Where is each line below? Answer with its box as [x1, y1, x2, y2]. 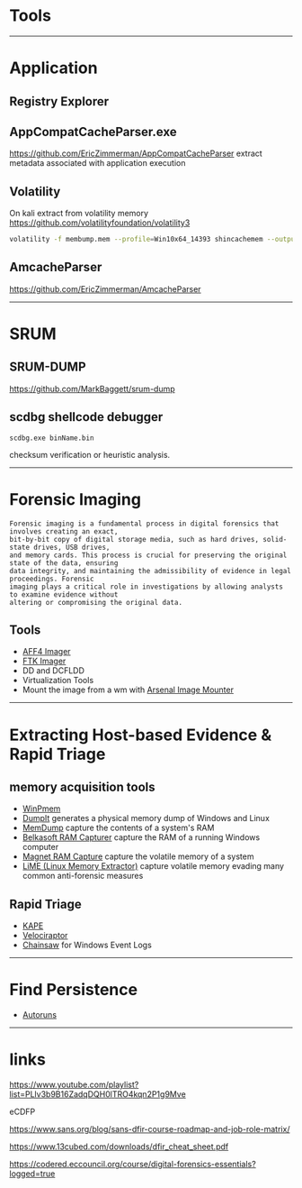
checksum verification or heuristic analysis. [9, 449, 171, 460]
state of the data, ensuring [9, 558, 119, 568]
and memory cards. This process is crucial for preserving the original [9, 551, 288, 560]
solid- [262, 535, 288, 544]
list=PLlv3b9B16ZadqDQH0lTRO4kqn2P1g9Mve [9, 1089, 186, 1100]
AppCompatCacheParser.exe [9, 123, 177, 140]
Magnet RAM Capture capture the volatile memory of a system [22, 851, 254, 862]
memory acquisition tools [9, 779, 155, 794]
